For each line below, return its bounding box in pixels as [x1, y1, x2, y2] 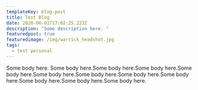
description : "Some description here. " [6, 25, 110, 32]
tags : [6, 43, 20, 49]
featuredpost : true [6, 31, 55, 37]
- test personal [11, 48, 52, 54]
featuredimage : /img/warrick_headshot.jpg [6, 37, 114, 43]
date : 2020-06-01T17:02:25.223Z [6, 20, 87, 26]
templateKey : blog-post [6, 8, 66, 15]
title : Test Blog [6, 14, 50, 20]
